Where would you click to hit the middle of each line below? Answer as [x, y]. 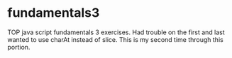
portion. [19, 47]
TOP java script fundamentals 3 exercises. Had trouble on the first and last [116, 32]
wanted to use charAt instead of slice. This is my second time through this [115, 39]
